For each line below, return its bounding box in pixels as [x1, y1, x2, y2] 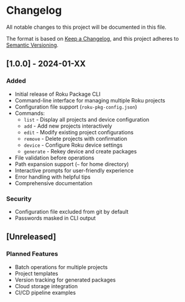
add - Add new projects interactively [23, 122, 112, 129]
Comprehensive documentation [14, 179, 92, 186]
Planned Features [6, 250, 58, 258]
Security [6, 194, 32, 203]
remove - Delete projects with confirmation [23, 135, 127, 142]
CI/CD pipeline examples [14, 289, 76, 296]
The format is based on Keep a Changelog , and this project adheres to [6, 35, 179, 42]
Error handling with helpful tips [14, 173, 91, 180]
